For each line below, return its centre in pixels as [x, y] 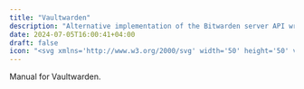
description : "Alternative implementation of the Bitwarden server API [147, 26]
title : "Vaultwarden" [50, 18]
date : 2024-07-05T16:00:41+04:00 [72, 34]
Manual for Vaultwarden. [55, 76]
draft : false [34, 43]
